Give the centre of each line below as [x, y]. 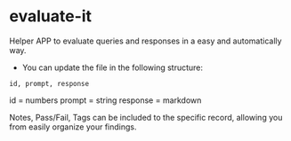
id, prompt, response [49, 83]
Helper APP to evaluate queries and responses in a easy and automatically [145, 41]
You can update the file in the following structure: [112, 67]
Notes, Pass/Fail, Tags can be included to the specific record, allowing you [146, 117]
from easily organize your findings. [73, 127]
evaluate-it [50, 16]
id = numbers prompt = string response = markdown [105, 100]
